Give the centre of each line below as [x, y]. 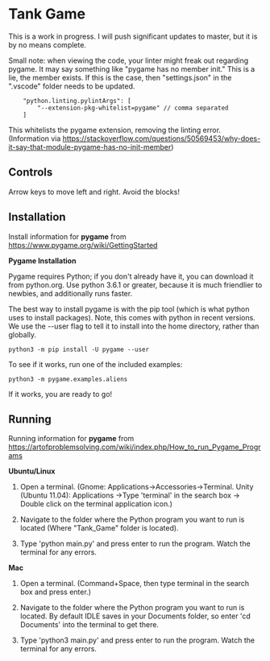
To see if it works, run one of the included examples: [96, 364]
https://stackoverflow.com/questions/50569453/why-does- [162, 138]
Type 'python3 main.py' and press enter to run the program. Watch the [137, 640]
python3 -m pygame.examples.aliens [68, 379]
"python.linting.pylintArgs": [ [77, 101]
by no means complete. [48, 44]
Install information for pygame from [67, 236]
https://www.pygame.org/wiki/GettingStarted [83, 245]
